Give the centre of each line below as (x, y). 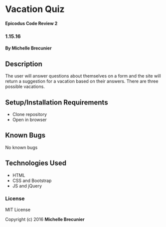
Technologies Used (36, 163)
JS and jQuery (27, 185)
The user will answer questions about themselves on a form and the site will (83, 76)
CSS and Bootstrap (32, 180)
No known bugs (21, 147)
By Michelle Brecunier (28, 48)
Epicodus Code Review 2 (31, 23)
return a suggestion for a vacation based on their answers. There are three (82, 81)
